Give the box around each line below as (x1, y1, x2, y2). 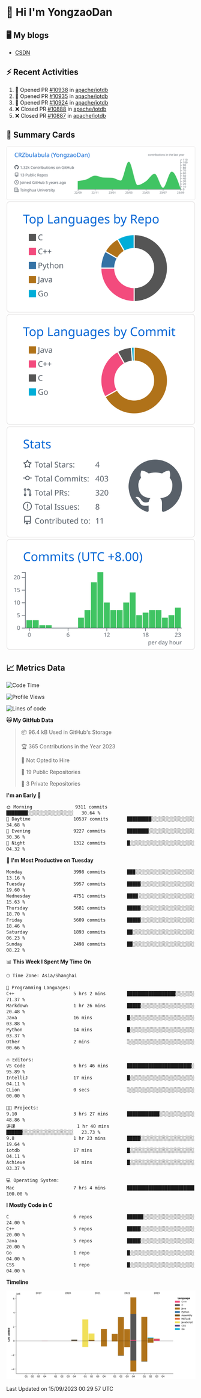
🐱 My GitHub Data (6, 716, 54, 724)
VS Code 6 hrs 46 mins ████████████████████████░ (6, 1063, 195, 1069)
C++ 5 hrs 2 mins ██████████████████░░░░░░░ (6, 991, 195, 997)
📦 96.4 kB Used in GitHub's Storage (20, 728, 112, 736)
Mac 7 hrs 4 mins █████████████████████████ (6, 1185, 195, 1191)
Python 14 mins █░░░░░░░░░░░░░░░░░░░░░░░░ (6, 1027, 195, 1033)
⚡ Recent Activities (6, 67, 79, 78)
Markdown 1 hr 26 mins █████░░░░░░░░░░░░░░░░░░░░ (6, 1003, 195, 1009)
